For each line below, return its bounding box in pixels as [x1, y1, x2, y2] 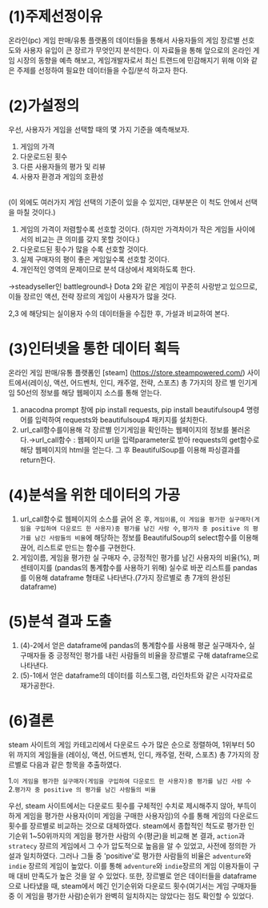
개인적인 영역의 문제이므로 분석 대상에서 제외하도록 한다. [19, 264, 196, 274]
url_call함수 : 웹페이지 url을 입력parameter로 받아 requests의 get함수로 [35, 435, 260, 444]
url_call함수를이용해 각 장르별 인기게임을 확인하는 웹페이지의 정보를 [19, 424, 230, 434]
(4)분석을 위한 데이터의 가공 [8, 486, 181, 504]
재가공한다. [19, 680, 55, 690]
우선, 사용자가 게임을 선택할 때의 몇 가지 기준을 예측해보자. [8, 124, 190, 134]
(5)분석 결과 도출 [8, 612, 112, 630]
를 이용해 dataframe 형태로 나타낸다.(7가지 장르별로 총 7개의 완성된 [19, 573, 231, 582]
